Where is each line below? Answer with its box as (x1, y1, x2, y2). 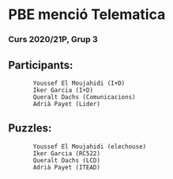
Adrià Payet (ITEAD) (32, 163, 101, 171)
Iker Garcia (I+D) (32, 86, 93, 94)
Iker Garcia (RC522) (32, 149, 101, 158)
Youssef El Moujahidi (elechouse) (32, 143, 147, 150)
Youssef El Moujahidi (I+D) (32, 79, 126, 87)
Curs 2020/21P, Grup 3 (8, 34, 99, 45)
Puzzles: (8, 121, 52, 135)
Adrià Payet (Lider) (32, 100, 101, 108)
